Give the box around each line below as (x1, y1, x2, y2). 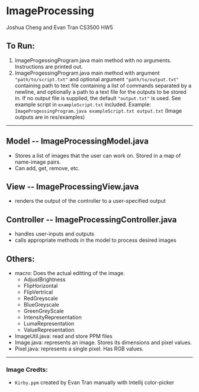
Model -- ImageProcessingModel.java (6, 136, 149, 146)
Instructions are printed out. (14, 63, 83, 70)
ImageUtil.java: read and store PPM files (14, 333, 113, 339)
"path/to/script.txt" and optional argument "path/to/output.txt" (14, 75, 179, 82)
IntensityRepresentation (23, 314, 82, 321)
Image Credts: (6, 365, 49, 374)
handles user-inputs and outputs (14, 230, 95, 238)
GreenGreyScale (23, 307, 64, 314)
